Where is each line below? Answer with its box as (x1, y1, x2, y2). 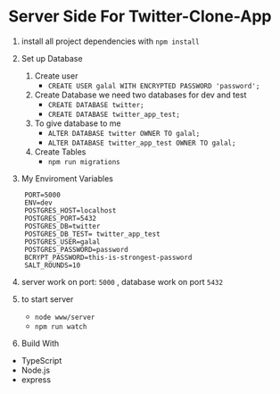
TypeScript (21, 355, 62, 365)
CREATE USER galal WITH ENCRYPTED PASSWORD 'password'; (47, 81, 260, 90)
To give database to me (34, 118, 121, 129)
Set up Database (21, 53, 83, 63)
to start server (21, 293, 74, 305)
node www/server (34, 313, 95, 322)
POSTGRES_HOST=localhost (24, 205, 117, 215)
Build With (21, 338, 60, 348)
